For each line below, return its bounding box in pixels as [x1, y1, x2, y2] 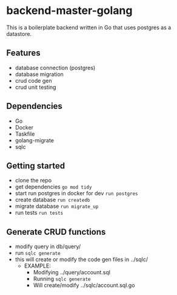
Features [6, 48, 41, 58]
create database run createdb [15, 196, 90, 204]
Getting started [6, 161, 65, 171]
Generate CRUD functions [6, 226, 106, 237]
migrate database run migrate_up [15, 203, 99, 210]
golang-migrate [15, 136, 55, 144]
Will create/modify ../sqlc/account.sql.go [33, 282, 135, 289]
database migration [15, 71, 64, 78]
